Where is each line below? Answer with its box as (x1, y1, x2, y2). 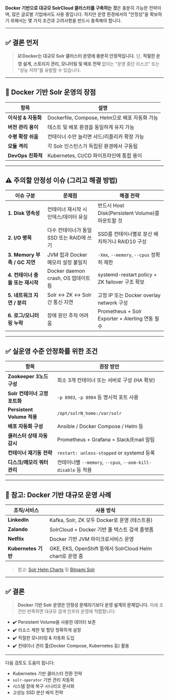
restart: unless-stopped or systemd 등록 (57, 449, 155, 456)
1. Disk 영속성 (8, 210, 40, 217)
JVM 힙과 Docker (47, 251, 88, 258)
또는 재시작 (14, 279, 39, 286)
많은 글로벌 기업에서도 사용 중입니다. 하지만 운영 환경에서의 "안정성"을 (12, 11, 149, 17)
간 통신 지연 (47, 299, 74, 306)
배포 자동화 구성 (8, 423, 43, 430)
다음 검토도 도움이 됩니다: (5, 660, 55, 666)
